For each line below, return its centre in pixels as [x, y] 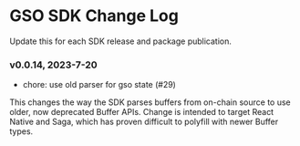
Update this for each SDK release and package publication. [121, 41]
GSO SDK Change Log [94, 16]
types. [21, 131]
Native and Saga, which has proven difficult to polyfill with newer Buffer [144, 122]
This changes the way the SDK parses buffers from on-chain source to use [150, 102]
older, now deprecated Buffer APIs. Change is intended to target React [142, 112]
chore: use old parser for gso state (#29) [99, 85]
